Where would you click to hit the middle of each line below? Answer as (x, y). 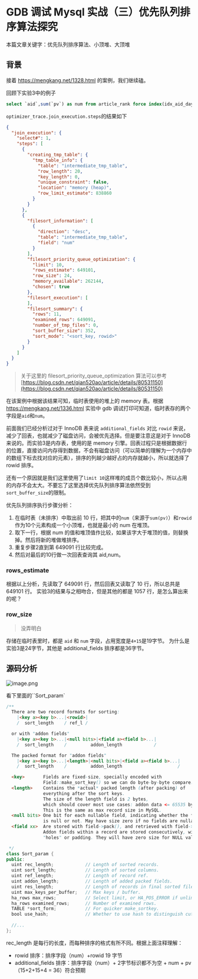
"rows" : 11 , (47, 314)
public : (16, 859)
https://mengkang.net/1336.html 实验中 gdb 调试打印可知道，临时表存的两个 (98, 408)
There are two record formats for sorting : (65, 712)
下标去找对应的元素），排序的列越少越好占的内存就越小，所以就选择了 (105, 458)
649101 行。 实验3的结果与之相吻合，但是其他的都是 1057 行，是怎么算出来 (97, 592)
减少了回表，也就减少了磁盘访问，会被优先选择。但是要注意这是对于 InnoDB (98, 436)
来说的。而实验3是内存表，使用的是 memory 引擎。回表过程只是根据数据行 (97, 443)
